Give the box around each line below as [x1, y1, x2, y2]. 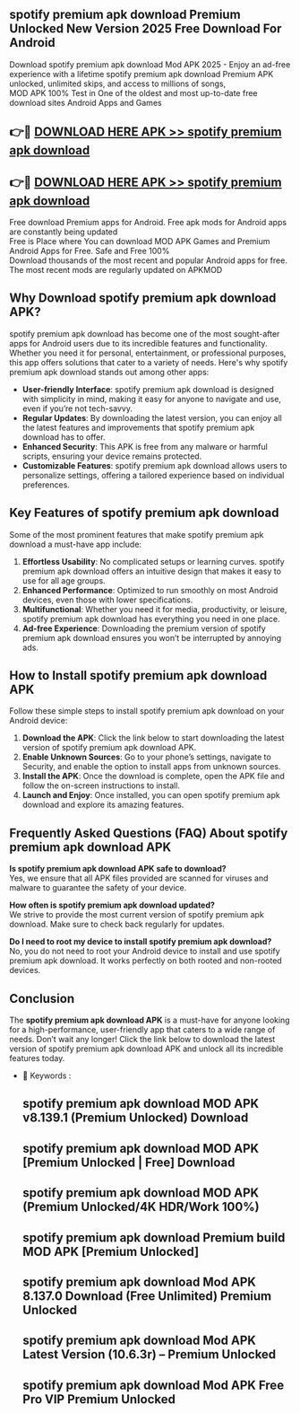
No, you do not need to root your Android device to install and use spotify [9, 946, 280, 957]
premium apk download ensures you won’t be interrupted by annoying [21, 632, 282, 643]
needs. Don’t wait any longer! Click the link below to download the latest [9, 1034, 276, 1045]
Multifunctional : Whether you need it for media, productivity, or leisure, [21, 603, 287, 614]
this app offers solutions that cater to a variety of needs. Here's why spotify [9, 356, 288, 367]
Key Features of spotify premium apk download [9, 505, 279, 521]
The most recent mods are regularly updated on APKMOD [9, 265, 223, 276]
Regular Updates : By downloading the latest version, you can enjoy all [21, 412, 282, 423]
